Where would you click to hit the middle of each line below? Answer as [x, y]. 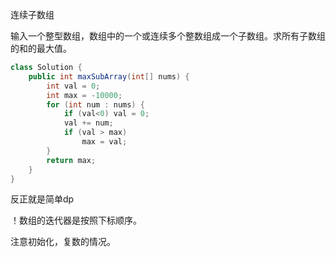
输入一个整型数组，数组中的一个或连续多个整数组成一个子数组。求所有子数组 [168, 36]
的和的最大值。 [41, 48]
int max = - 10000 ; [84, 95]
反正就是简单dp [42, 199]
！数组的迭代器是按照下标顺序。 [76, 220]
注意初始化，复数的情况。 [63, 242]
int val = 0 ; [73, 86]
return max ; [71, 160]
